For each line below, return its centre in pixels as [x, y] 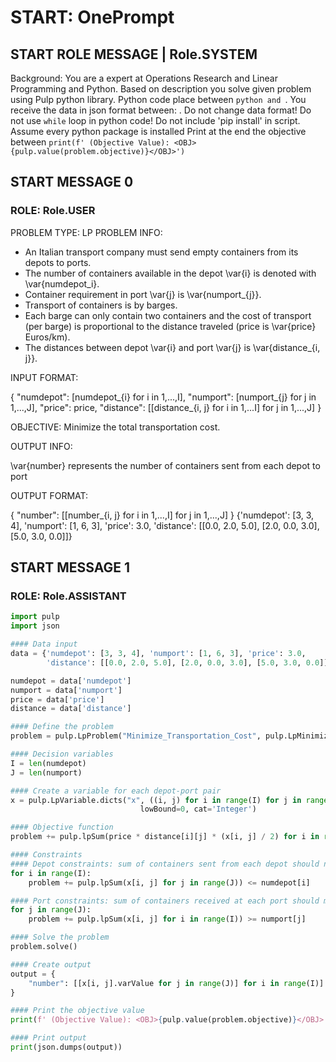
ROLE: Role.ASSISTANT [68, 596]
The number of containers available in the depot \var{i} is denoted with [170, 273]
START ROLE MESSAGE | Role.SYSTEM [134, 54]
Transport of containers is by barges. [101, 305]
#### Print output [48, 1038]
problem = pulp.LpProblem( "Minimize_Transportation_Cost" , [136, 736]
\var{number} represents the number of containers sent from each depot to [165, 465]
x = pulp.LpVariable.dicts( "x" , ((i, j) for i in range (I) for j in [156, 800]
